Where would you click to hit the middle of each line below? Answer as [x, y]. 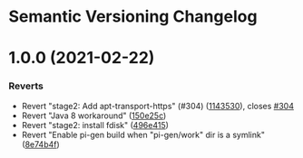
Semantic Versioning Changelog [133, 17]
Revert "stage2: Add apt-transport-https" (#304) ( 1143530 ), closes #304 [157, 106]
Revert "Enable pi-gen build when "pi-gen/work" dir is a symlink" [143, 135]
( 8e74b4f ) [40, 144]
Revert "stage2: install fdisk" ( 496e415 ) [95, 125]
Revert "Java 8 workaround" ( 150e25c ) [94, 116]
